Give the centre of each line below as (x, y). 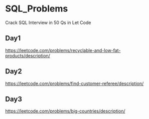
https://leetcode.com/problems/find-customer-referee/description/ (74, 83)
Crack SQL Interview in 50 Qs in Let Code (48, 22)
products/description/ (28, 55)
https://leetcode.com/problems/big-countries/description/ (65, 111)
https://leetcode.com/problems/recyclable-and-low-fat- (63, 50)
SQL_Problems (37, 9)
